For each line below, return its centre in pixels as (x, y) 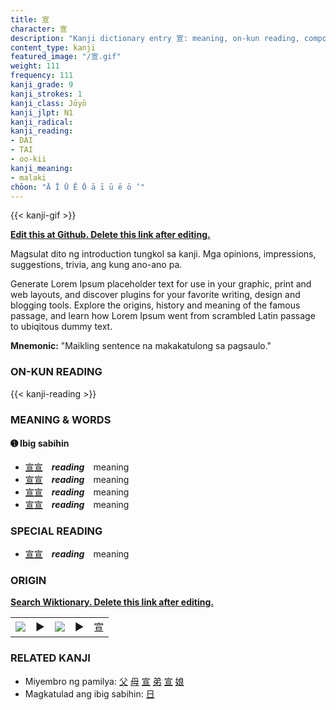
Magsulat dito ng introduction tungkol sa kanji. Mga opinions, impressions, (163, 254)
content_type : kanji (53, 47)
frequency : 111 (42, 76)
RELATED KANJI (50, 658)
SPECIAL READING (56, 531)
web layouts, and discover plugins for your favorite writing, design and (155, 295)
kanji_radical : (42, 122)
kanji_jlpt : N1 (42, 112)
